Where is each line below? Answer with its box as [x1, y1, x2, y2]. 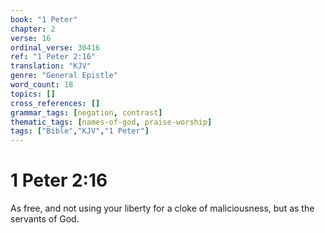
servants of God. [10, 213, 80, 225]
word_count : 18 [10, 80, 74, 90]
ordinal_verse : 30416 [10, 42, 101, 53]
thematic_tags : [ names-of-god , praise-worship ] [10, 117, 213, 127]
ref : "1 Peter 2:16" [10, 52, 97, 62]
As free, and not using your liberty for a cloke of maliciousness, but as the [10, 202, 315, 215]
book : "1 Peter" [10, 14, 78, 25]
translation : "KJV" [10, 61, 92, 71]
